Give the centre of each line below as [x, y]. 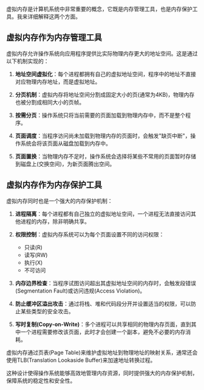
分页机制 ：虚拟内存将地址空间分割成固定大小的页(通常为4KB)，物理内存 [105, 94]
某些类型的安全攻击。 [47, 311]
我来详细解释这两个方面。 [49, 16]
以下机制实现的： [28, 61]
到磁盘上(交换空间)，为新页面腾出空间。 [65, 164]
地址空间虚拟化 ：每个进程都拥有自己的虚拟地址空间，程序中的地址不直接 [105, 74]
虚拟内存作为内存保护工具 [54, 185]
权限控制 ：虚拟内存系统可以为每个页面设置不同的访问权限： [90, 234]
